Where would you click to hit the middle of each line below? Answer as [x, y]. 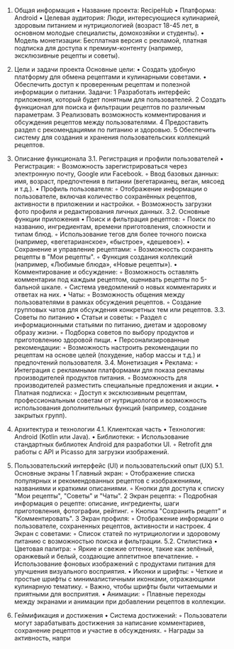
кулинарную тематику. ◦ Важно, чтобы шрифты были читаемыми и [116, 586]
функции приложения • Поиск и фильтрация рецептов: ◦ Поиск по [115, 219]
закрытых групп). [40, 415]
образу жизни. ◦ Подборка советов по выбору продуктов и [104, 332]
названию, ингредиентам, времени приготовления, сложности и [112, 226]
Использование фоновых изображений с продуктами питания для [115, 564]
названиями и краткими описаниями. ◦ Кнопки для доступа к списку [119, 488]
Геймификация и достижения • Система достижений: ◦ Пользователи [120, 615]
